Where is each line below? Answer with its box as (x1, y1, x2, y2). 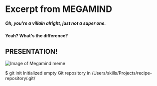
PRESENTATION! (5, 47, 58, 56)
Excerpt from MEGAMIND (5, 3, 112, 15)
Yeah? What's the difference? (5, 33, 68, 39)
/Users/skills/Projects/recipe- (91, 70, 152, 76)
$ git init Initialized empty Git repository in (5, 70, 91, 76)
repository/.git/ (5, 75, 36, 81)
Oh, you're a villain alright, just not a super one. (5, 20, 106, 26)
